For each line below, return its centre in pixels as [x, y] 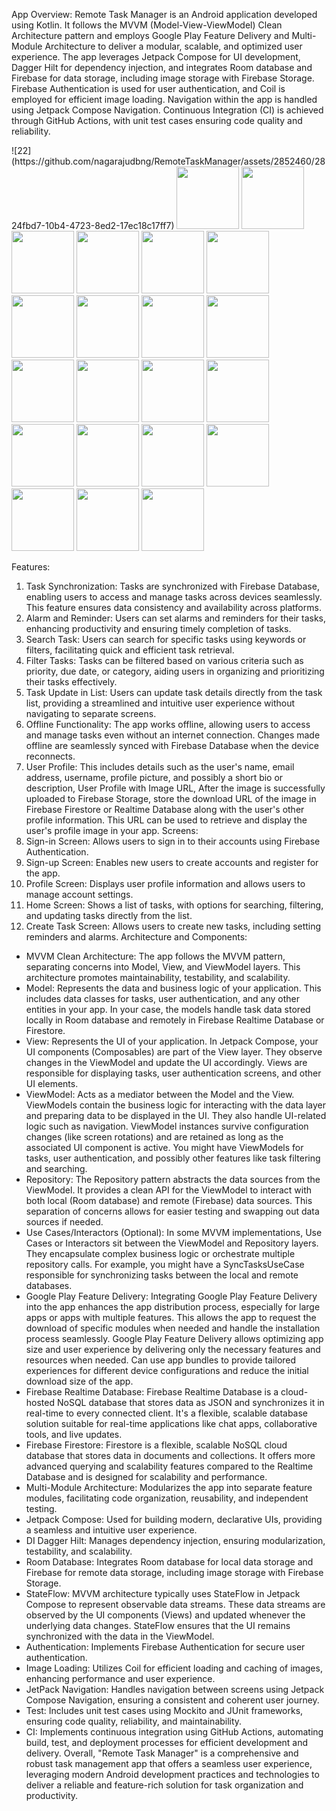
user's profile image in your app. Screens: [112, 830]
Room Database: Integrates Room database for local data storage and [169, 1562]
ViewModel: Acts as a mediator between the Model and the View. [160, 1094]
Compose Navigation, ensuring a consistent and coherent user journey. [172, 1700]
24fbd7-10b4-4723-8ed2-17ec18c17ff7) [93, 225]
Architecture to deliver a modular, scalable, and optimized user [173, 46]
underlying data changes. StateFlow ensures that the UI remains [158, 1625]
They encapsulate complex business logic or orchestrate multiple [160, 1253]
